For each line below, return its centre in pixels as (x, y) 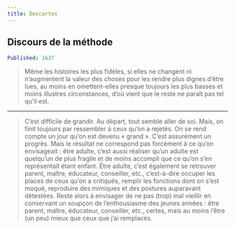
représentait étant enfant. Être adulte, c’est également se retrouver (120, 166)
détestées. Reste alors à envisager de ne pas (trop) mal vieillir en (117, 196)
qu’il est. (37, 102)
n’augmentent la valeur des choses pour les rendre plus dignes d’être (124, 79)
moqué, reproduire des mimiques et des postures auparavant (113, 188)
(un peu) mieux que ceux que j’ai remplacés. (88, 218)
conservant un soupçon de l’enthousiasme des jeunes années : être (122, 203)
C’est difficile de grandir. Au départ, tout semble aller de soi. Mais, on (124, 122)
